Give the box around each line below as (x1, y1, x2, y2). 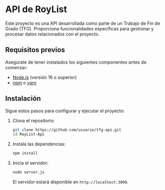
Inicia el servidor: (12, 160, 49, 166)
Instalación (5, 94, 41, 103)
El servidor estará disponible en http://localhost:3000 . (12, 179, 129, 185)
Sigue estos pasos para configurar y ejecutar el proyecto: (5, 108, 125, 114)
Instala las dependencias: (12, 141, 66, 147)
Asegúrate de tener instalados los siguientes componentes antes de (5, 59, 147, 65)
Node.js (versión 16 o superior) (12, 74, 77, 80)
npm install (12, 151, 38, 156)
